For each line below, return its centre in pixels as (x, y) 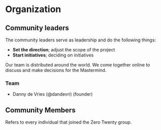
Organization (33, 9)
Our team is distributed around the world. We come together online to (78, 65)
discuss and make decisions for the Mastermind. (56, 70)
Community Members (41, 110)
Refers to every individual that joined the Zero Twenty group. (69, 122)
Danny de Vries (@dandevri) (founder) (52, 94)
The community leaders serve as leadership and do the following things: (80, 40)
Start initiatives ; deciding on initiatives (53, 55)
